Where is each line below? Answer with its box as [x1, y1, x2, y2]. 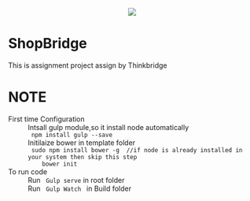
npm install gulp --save [31, 131, 112, 139]
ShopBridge [8, 35, 88, 53]
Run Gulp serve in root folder [28, 175, 125, 184]
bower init [42, 160, 78, 168]
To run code [8, 166, 48, 177]
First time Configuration [8, 114, 85, 124]
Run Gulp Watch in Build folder [28, 184, 132, 193]
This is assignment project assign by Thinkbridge [8, 60, 167, 70]
